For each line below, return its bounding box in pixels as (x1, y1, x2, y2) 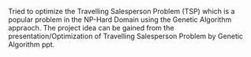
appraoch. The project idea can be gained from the (8, 23, 174, 32)
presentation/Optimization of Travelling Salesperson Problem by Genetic (8, 31, 243, 41)
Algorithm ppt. (8, 40, 55, 49)
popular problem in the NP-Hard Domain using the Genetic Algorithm (8, 15, 232, 24)
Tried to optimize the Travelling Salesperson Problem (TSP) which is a (8, 7, 235, 16)
